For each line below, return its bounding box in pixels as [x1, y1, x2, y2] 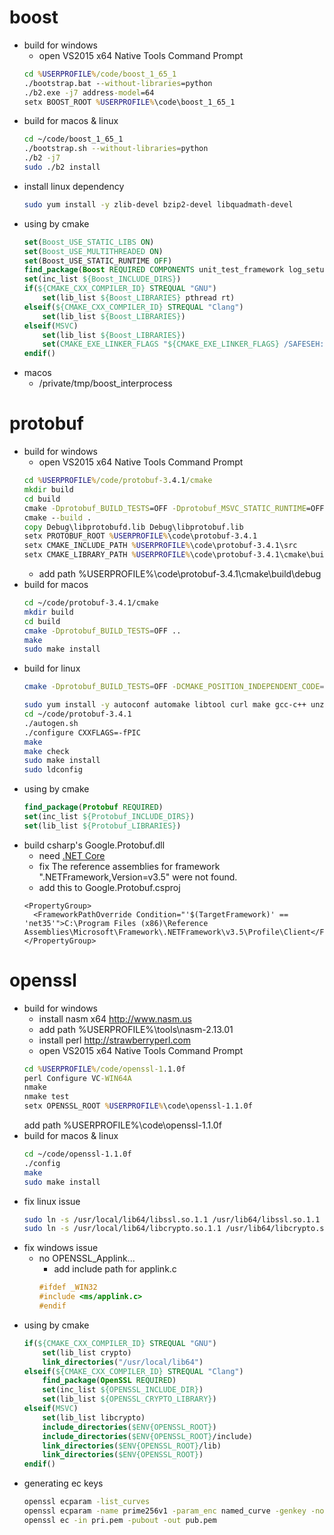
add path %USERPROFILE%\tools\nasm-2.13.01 [38, 1023, 234, 1035]
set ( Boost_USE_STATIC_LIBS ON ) [23, 237, 155, 247]
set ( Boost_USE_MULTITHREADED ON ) [23, 246, 164, 256]
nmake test [23, 1092, 70, 1102]
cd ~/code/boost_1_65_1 [23, 134, 124, 145]
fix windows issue [23, 1242, 99, 1254]
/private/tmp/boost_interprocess [38, 377, 173, 390]
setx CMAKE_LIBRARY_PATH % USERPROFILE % [23, 550, 191, 560]
